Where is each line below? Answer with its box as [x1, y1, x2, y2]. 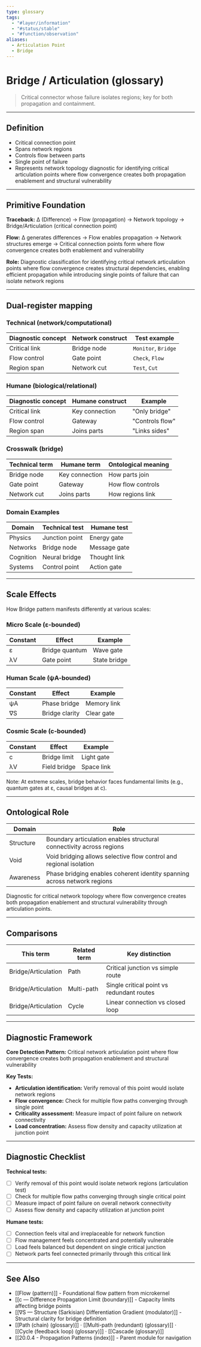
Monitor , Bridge [133, 344, 176, 352]
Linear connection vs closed [106, 998, 185, 1007]
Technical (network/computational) [6, 319, 112, 327]
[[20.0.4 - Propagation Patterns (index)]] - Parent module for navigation [14, 1334, 191, 1342]
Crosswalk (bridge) [6, 445, 64, 453]
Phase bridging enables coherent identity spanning [45, 869, 190, 878]
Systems [9, 562, 34, 571]
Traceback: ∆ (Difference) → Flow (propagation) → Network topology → [6, 216, 185, 223]
